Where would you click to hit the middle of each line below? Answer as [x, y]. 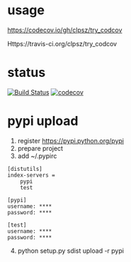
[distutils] [25, 169]
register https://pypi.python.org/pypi [70, 140]
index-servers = [31, 175]
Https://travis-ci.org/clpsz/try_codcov [62, 43]
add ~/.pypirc [37, 156]
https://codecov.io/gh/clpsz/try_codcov [65, 30]
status [27, 73]
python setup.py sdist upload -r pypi [70, 251]
